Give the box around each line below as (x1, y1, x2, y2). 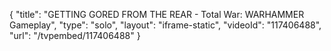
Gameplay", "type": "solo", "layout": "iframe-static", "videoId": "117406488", (9, 19, 322, 31)
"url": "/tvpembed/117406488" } (9, 30, 141, 41)
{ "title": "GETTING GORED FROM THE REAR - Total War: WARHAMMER (9, 9, 305, 20)
